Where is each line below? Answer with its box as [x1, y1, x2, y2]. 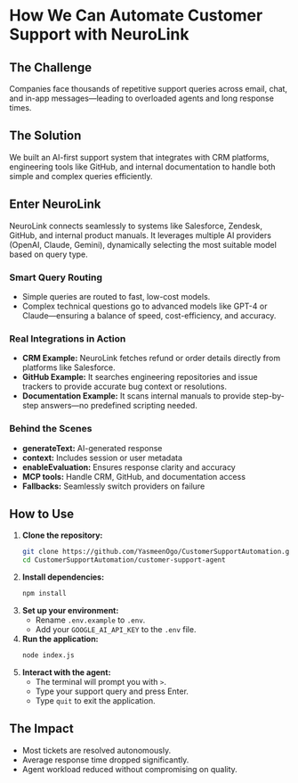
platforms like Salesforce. [21, 362, 116, 373]
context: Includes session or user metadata [21, 452, 183, 463]
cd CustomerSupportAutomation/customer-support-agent [21, 556, 226, 565]
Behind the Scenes [9, 423, 93, 435]
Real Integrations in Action [9, 332, 126, 344]
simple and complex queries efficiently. [9, 170, 153, 181]
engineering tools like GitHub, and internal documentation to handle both [9, 161, 276, 172]
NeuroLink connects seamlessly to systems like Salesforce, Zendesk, [9, 220, 262, 231]
